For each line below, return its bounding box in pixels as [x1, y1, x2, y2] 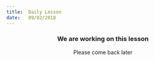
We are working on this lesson [57, 35, 149, 43]
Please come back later [73, 48, 133, 56]
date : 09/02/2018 [6, 15, 56, 21]
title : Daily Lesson [6, 9, 62, 15]
